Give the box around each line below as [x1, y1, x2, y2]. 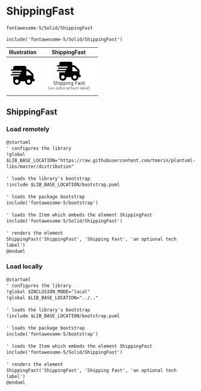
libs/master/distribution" [6, 163, 74, 169]
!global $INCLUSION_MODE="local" [6, 289, 91, 295]
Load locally [6, 262, 43, 271]
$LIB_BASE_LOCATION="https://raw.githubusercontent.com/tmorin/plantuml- [6, 157, 196, 163]
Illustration [8, 48, 37, 56]
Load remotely [6, 125, 50, 133]
